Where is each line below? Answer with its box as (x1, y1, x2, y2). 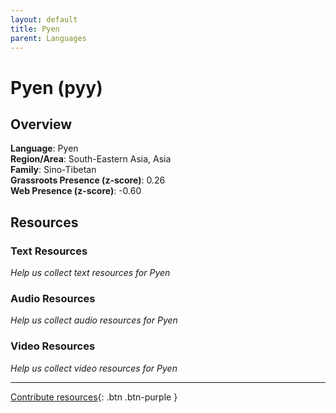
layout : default (10, 14, 78, 25)
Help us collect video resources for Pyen (10, 362, 178, 374)
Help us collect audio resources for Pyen (10, 314, 178, 326)
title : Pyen (10, 24, 60, 34)
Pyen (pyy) (10, 76, 103, 99)
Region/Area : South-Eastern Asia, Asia (10, 153, 172, 165)
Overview (10, 116, 73, 133)
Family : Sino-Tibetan (10, 164, 97, 176)
